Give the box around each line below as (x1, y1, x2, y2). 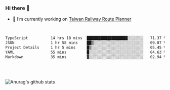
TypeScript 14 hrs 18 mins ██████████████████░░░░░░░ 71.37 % (5, 35, 166, 41)
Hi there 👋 (5, 5, 30, 12)
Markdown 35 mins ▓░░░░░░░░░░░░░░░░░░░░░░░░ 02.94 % (5, 54, 166, 60)
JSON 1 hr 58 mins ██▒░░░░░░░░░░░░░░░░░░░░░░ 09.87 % (5, 40, 166, 46)
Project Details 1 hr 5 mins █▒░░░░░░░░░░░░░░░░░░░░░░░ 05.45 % (5, 45, 166, 50)
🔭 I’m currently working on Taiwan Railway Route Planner (12, 16, 132, 22)
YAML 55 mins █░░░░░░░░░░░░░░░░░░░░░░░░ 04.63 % (5, 50, 166, 55)
